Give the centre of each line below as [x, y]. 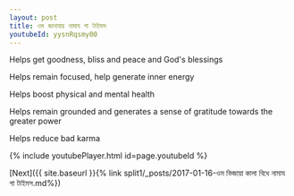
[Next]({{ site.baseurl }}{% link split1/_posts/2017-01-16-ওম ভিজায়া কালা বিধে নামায [147, 173]
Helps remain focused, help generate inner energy [102, 77]
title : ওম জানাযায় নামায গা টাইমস [58, 26]
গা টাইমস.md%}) [35, 183]
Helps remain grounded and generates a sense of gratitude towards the [141, 112]
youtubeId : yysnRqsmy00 [54, 34]
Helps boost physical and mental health [82, 94]
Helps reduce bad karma [55, 139]
